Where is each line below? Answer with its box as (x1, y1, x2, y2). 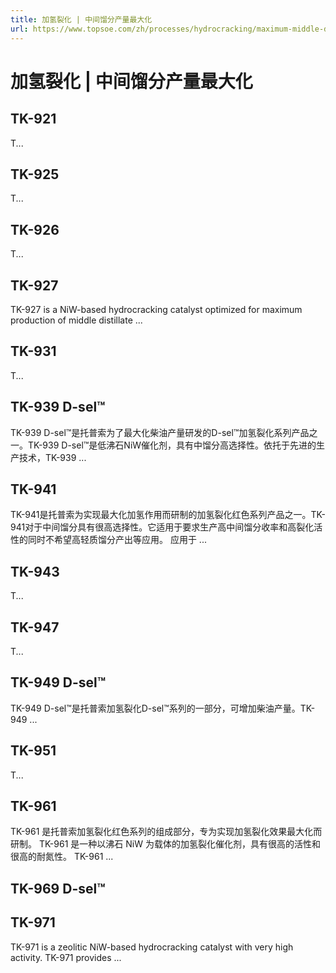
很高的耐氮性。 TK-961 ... (10, 851, 114, 863)
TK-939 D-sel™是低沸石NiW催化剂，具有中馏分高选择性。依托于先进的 (27, 439, 317, 451)
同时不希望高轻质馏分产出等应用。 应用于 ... (27, 534, 207, 546)
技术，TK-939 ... (18, 451, 87, 463)
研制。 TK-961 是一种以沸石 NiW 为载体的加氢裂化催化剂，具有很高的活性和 (10, 838, 321, 850)
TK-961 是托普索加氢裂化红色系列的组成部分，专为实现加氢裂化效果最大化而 (10, 826, 323, 838)
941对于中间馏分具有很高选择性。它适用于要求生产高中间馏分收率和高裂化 (10, 521, 315, 533)
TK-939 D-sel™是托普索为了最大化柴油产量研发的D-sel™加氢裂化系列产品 (10, 426, 310, 438)
